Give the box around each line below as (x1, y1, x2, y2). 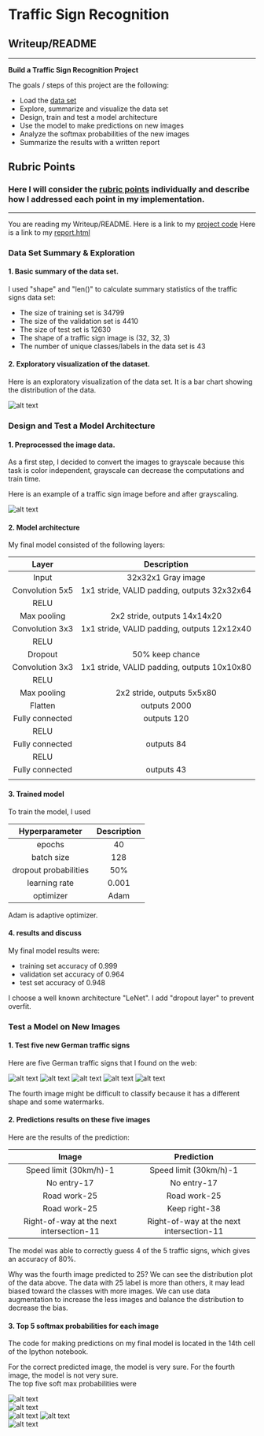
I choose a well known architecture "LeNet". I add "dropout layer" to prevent (8, 993, 255, 1003)
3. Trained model (8, 789, 64, 798)
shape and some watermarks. (8, 1097, 104, 1107)
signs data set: (8, 292, 57, 302)
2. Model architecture (8, 523, 80, 532)
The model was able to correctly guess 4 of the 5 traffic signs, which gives (8, 1246, 251, 1256)
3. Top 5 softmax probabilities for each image (8, 1321, 159, 1330)
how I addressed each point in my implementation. (8, 194, 205, 205)
